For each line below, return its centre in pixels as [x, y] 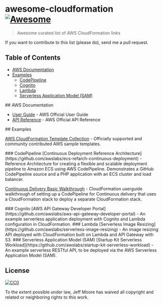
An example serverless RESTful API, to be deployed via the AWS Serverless [81, 250]
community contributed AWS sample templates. [53, 144]
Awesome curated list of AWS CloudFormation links [69, 33]
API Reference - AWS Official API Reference [56, 120]
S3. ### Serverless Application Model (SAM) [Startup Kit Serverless [73, 240]
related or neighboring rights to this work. [47, 297]
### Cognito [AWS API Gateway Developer [48, 208]
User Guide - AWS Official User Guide [50, 114]
